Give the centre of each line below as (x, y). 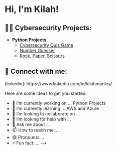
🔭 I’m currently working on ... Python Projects (59, 103)
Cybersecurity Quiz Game (46, 45)
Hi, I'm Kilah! (32, 9)
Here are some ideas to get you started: (46, 93)
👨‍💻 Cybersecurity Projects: (48, 28)
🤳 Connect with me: (36, 71)
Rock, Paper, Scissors (42, 56)
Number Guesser (37, 50)
